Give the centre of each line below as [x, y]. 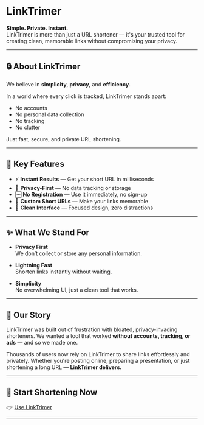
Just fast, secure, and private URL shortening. [64, 139]
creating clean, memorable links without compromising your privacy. [92, 41]
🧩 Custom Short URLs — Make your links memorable [82, 201]
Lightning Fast [34, 265]
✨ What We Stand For [48, 232]
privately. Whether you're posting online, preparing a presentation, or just [98, 361]
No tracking [30, 121]
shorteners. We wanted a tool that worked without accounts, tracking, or [98, 336]
